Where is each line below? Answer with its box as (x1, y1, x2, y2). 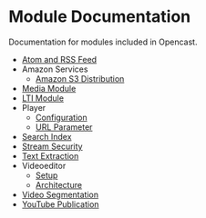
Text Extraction (21, 150, 79, 161)
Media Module (21, 83, 77, 94)
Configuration (35, 112, 88, 123)
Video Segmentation (21, 189, 99, 200)
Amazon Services (21, 64, 88, 74)
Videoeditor (21, 160, 67, 171)
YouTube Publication (21, 198, 99, 210)
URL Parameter (35, 121, 93, 133)
